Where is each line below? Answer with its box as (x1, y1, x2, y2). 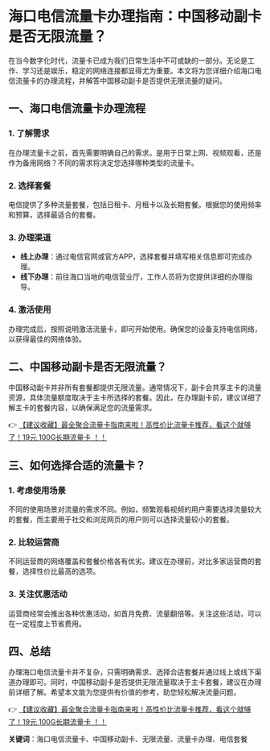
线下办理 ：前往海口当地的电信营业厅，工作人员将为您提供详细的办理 (19, 272, 246, 282)
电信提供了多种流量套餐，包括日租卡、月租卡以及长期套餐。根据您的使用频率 (8, 199, 262, 210)
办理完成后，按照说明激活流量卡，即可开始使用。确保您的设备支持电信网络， (8, 324, 262, 334)
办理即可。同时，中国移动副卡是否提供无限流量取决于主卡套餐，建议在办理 (14, 678, 262, 687)
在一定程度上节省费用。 (8, 618, 86, 629)
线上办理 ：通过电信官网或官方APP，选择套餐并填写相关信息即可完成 (19, 251, 246, 262)
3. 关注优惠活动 (8, 589, 68, 600)
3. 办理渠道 (8, 231, 51, 243)
